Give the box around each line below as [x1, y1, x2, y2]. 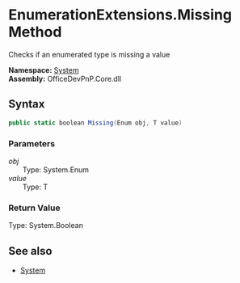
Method [8, 23, 62, 41]
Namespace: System [8, 65, 79, 74]
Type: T [23, 182, 48, 192]
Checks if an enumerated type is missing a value [8, 49, 171, 59]
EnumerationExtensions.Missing [8, 6, 233, 24]
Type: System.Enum [23, 164, 90, 175]
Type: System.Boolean [8, 221, 83, 230]
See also [8, 244, 53, 258]
